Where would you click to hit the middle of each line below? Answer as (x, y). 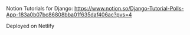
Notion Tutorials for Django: (40, 8)
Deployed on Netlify (30, 26)
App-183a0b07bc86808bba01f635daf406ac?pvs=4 (69, 15)
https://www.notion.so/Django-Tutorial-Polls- (129, 8)
